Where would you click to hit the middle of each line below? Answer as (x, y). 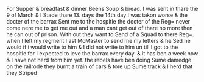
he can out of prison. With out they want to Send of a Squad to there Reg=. (100, 34)
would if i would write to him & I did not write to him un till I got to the (92, 47)
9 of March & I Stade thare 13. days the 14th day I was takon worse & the (97, 15)
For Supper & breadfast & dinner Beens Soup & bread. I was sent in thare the (102, 9)
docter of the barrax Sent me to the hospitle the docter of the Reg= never (98, 21)
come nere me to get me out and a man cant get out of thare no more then (100, 28)
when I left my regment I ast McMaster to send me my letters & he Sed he (98, 41)
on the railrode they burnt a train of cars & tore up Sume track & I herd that (100, 66)
